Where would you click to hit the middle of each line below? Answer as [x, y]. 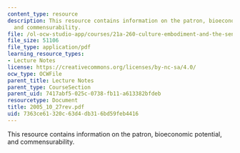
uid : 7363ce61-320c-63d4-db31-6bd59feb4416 [73, 114]
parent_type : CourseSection [49, 87]
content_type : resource [43, 14]
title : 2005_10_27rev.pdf [46, 107]
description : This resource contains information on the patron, [106, 21]
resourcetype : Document [43, 101]
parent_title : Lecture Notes [51, 80]
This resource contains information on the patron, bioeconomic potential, [115, 134]
